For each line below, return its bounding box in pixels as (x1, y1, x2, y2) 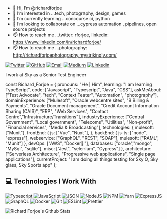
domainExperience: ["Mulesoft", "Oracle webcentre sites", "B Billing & (5, 97, 149, 103)
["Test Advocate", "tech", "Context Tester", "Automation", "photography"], (5, 92, 158, 98)
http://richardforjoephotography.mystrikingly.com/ (12, 52, 117, 58)
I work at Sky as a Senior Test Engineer (5, 72, 87, 78)
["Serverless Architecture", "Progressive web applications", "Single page (5, 151, 156, 157)
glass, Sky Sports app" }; (5, 162, 57, 168)
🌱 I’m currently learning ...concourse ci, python (12, 16, 110, 21)
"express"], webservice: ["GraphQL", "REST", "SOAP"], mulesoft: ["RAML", (5, 135, 159, 141)
